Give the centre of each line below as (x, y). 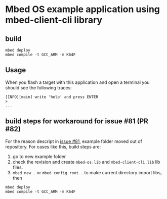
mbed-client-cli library (54, 20)
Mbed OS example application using (83, 9)
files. (18, 167)
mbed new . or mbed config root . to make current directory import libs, (87, 172)
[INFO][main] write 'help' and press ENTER (52, 97)
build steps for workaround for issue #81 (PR (77, 121)
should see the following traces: (38, 87)
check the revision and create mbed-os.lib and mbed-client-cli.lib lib (86, 162)
